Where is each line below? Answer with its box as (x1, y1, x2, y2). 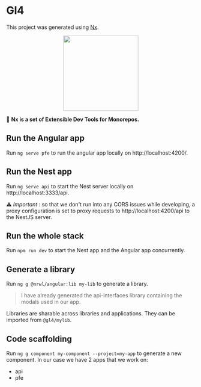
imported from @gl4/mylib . (6, 317, 72, 324)
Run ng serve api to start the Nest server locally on (6, 182, 134, 190)
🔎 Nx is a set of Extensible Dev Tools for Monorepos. (6, 116, 140, 123)
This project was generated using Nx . (6, 23, 99, 31)
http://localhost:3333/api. (6, 189, 70, 196)
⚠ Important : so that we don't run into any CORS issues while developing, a (6, 200, 195, 208)
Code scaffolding (6, 333, 72, 344)
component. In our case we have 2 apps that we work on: (6, 356, 148, 363)
